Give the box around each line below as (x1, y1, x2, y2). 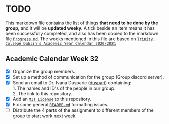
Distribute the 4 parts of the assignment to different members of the (12, 107, 154, 113)
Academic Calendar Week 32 (5, 55, 99, 64)
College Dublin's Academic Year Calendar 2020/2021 (5, 41, 116, 46)
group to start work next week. (12, 113, 77, 119)
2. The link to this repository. (12, 90, 72, 96)
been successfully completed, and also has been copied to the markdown (5, 30, 159, 36)
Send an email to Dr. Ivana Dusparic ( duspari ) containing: (12, 79, 132, 86)
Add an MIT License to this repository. (12, 96, 92, 102)
